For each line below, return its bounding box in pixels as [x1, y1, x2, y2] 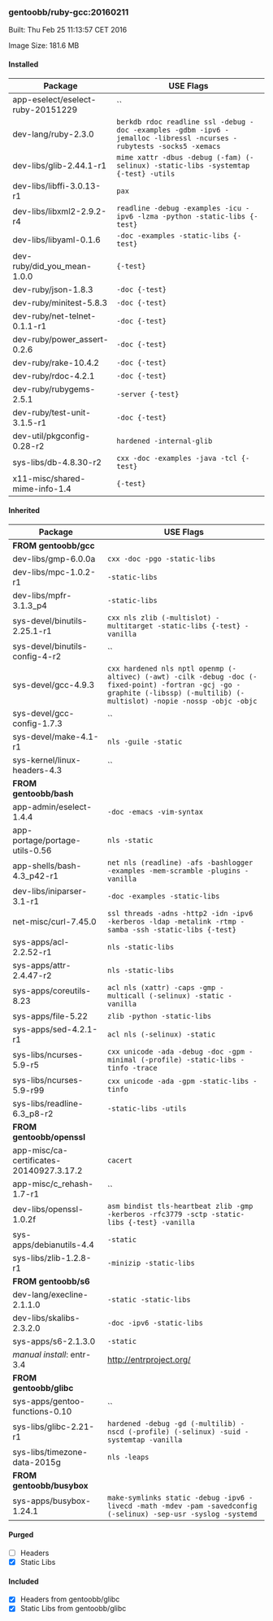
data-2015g [12, 1456, 61, 1467]
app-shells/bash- [12, 860, 82, 871]
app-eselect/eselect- [12, 93, 97, 105]
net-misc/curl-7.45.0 [12, 915, 97, 927]
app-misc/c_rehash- [12, 1178, 93, 1189]
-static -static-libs [106, 1295, 191, 1304]
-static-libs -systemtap [154, 161, 250, 170]
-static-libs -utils [106, 1104, 187, 1113]
